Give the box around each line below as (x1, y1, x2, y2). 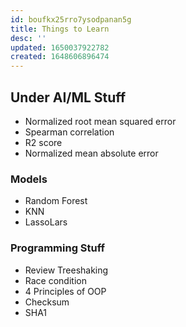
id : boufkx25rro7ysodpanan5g (10, 14, 132, 25)
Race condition (24, 274, 87, 286)
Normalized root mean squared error (24, 115, 177, 127)
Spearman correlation (24, 126, 115, 138)
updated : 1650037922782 (10, 42, 110, 53)
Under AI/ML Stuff (10, 89, 127, 106)
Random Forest (24, 195, 88, 207)
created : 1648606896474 (10, 52, 110, 62)
